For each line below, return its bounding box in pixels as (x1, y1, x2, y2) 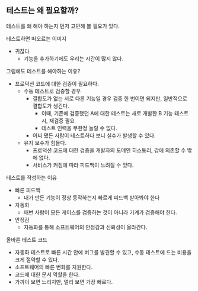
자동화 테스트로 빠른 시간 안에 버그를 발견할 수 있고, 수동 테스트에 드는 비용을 (14, 248, 192, 256)
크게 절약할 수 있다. (14, 256, 59, 263)
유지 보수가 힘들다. (23, 139, 67, 146)
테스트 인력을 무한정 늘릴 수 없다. (41, 124, 117, 131)
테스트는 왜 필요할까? (6, 5, 79, 16)
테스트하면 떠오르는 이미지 (6, 35, 67, 42)
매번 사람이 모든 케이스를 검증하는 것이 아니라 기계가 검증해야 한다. (23, 209, 177, 216)
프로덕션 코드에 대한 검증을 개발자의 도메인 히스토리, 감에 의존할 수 (32, 147, 186, 154)
